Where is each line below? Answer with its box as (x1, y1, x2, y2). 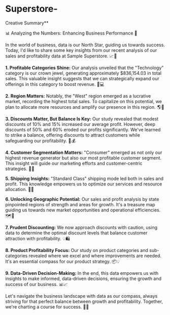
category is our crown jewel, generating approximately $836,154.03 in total (5, 70, 161, 76)
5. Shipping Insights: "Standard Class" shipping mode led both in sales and (5, 175, 164, 181)
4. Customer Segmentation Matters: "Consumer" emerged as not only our (5, 149, 162, 155)
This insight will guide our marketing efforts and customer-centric (5, 160, 143, 166)
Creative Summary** (5, 20, 49, 26)
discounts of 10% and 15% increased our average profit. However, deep (5, 121, 156, 127)
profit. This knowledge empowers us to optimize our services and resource (5, 181, 162, 187)
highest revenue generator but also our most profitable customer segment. (5, 154, 161, 161)
